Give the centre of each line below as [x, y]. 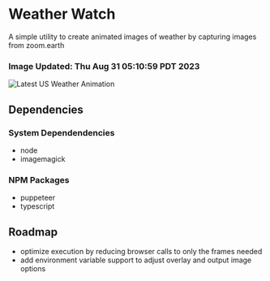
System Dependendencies [62, 132]
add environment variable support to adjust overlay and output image [136, 260]
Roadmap [33, 232]
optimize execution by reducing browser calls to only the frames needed [141, 252]
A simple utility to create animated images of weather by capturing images [133, 37]
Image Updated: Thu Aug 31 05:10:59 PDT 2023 [104, 66]
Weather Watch [62, 14]
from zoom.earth [36, 45]
